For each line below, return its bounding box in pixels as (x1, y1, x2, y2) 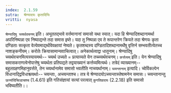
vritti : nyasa (5, 17, 38, 22)
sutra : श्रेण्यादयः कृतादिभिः (5, 12, 50, 17)
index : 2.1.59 (5, 7, 38, 13)
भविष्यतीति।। (5, 83, 28, 89)
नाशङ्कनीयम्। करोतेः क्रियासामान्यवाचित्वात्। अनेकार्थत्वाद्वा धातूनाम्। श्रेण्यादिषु (5, 48, 132, 54)
